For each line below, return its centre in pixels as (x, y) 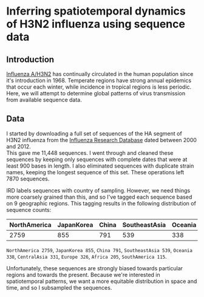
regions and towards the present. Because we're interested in (83, 275)
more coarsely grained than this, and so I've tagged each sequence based (99, 197)
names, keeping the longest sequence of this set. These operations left (95, 172)
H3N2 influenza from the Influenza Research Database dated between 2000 (102, 140)
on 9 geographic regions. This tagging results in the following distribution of (101, 203)
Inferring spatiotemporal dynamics (96, 11)
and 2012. (19, 146)
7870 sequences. (28, 179)
